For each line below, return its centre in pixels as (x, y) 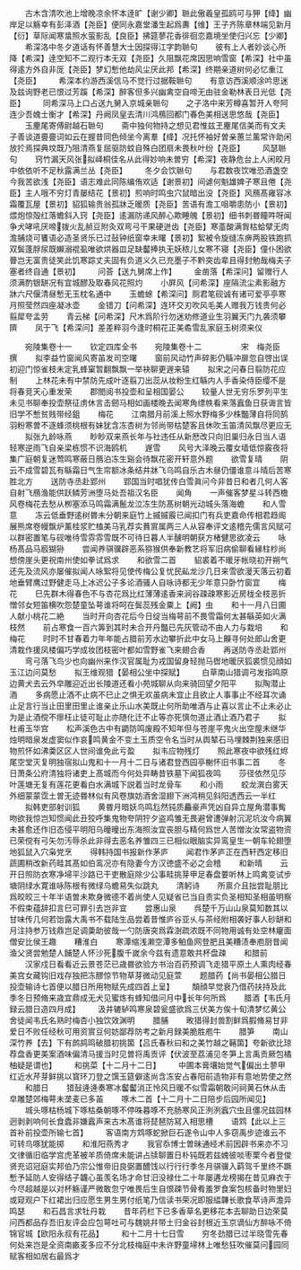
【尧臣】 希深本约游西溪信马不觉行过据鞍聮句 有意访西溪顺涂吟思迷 (149, 80)
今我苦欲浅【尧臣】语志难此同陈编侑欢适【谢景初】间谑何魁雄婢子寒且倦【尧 (150, 181)
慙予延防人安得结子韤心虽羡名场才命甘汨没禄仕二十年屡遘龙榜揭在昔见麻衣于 (150, 1177)
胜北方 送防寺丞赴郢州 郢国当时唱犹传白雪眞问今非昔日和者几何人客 (149, 481)
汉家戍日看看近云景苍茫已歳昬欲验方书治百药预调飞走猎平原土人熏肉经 (154, 964)
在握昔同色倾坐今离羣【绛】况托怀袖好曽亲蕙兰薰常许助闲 (185, 137)
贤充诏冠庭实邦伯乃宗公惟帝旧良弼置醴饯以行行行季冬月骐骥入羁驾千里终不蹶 (150, 1166)
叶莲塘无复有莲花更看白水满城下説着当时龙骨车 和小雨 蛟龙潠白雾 (145, 785)
